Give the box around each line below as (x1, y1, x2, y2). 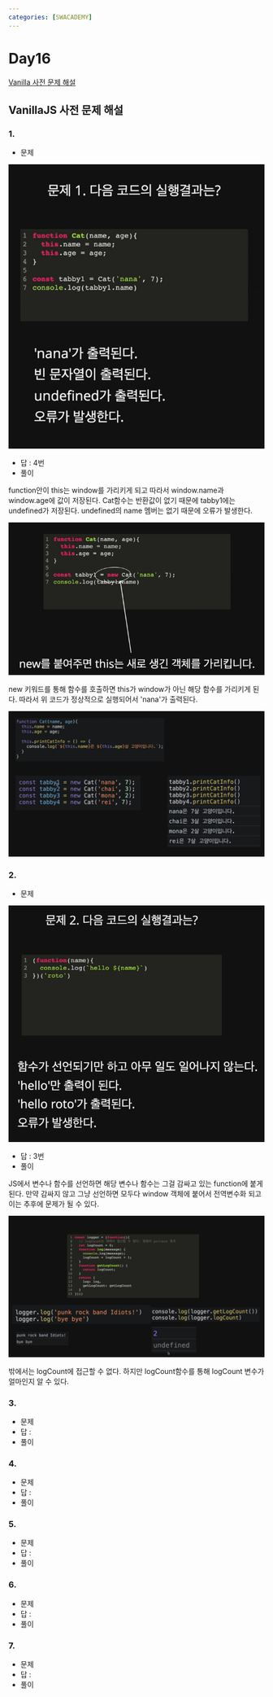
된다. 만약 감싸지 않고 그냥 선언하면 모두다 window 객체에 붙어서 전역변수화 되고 (8, 1188, 262, 1198)
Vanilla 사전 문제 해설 (8, 77, 76, 87)
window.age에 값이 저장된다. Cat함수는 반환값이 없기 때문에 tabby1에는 (8, 495, 236, 505)
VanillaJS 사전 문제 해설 (8, 103, 123, 117)
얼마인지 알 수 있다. (8, 1376, 69, 1386)
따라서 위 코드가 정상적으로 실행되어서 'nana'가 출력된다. (19, 694, 198, 704)
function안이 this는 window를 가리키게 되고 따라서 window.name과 (8, 485, 225, 495)
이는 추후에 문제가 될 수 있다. (8, 1199, 100, 1209)
